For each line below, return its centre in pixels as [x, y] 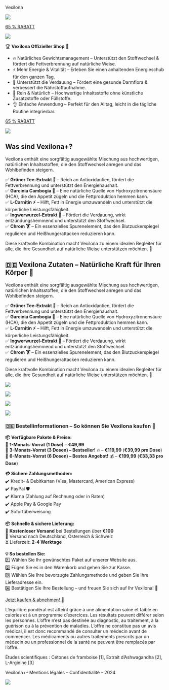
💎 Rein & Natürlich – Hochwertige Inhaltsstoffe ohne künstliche [78, 93]
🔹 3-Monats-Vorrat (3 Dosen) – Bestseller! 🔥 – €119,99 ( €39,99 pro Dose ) [84, 450]
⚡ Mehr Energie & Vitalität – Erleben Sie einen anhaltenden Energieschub [88, 70]
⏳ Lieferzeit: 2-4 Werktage [34, 542]
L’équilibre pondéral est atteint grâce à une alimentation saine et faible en [81, 609]
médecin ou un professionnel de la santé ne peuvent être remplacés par [80, 642]
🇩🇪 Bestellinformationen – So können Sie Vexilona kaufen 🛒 [80, 426]
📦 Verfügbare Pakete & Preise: [38, 437]
